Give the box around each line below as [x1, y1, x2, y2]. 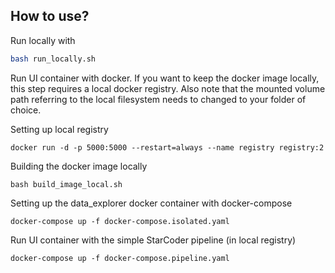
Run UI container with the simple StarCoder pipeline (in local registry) [10, 234, 297, 246]
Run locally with [10, 34, 76, 46]
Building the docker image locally [10, 160, 148, 172]
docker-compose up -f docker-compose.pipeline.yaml [10, 253, 230, 263]
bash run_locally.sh [10, 54, 97, 64]
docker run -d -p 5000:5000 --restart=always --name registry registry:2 [10, 142, 325, 153]
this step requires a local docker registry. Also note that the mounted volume [10, 82, 326, 94]
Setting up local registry [10, 123, 109, 135]
